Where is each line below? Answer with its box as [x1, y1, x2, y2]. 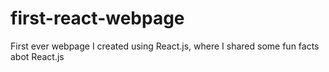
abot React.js [10, 50, 65, 62]
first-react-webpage [10, 7, 185, 30]
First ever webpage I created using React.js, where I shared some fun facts [10, 40, 320, 52]
